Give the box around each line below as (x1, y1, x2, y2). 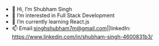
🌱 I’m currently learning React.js (11, 18, 90, 25)
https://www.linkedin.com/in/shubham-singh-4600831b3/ (11, 33, 153, 40)
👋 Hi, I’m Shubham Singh (11, 6, 72, 12)
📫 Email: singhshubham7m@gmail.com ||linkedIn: (11, 25, 131, 32)
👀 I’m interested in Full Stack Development (11, 12, 115, 19)
